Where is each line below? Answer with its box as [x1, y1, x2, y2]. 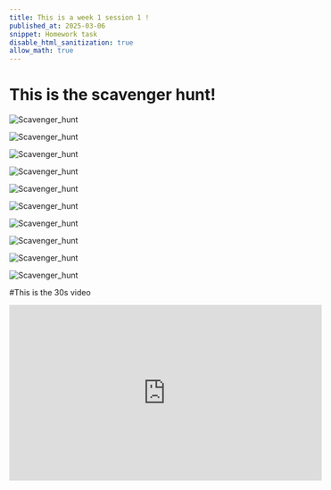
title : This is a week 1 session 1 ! [9, 12, 150, 22]
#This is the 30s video [9, 287, 91, 298]
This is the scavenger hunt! [9, 85, 217, 105]
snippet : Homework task [9, 29, 98, 38]
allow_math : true [9, 46, 74, 55]
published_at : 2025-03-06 [9, 21, 105, 30]
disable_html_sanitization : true [9, 37, 134, 47]
